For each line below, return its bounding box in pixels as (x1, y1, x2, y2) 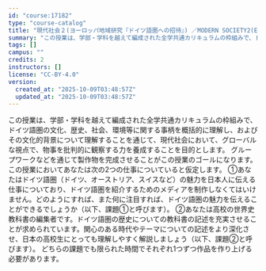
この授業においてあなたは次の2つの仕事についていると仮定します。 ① (8, 165, 238, 174)
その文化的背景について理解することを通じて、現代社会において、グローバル (8, 135, 257, 145)
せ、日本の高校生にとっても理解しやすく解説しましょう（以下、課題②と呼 (8, 235, 253, 244)
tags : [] (8, 41, 37, 49)
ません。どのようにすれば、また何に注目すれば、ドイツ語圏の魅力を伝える (8, 195, 251, 204)
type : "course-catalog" (8, 19, 87, 27)
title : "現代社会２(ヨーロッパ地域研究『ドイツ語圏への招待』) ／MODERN (8, 26, 219, 34)
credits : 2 (8, 56, 44, 64)
